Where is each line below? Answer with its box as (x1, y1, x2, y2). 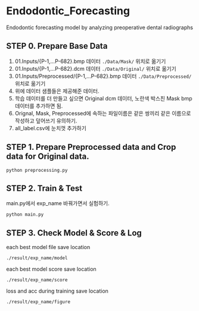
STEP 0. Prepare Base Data (6, 41, 108, 51)
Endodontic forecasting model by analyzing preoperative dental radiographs (6, 24, 194, 31)
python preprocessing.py (6, 167, 68, 173)
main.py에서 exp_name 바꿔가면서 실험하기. (6, 200, 110, 207)
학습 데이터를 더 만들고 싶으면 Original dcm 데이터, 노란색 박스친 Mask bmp (14, 95, 192, 102)
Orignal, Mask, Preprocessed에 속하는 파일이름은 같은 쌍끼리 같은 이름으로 (14, 109, 191, 117)
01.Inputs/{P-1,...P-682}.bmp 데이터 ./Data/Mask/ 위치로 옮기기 (14, 58, 166, 65)
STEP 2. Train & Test (6, 183, 82, 193)
